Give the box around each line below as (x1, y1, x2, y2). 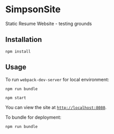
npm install (5, 49, 31, 54)
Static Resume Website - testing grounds (5, 20, 92, 27)
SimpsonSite (5, 4, 61, 15)
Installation (5, 35, 42, 44)
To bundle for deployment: (5, 114, 62, 120)
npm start (5, 95, 27, 100)
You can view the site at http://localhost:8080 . (5, 104, 107, 110)
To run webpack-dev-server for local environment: (5, 76, 109, 82)
